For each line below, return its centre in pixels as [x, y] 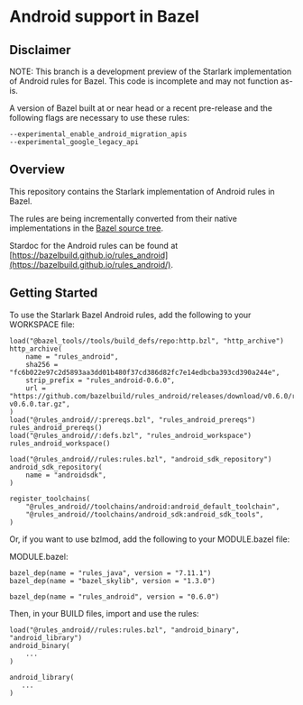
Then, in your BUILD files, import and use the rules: [105, 613]
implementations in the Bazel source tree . [87, 228]
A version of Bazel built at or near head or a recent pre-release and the [141, 108]
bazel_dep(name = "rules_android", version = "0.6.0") [115, 597]
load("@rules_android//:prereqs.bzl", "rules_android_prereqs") [133, 420]
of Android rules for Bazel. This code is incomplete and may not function [144, 81]
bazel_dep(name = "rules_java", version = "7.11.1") [110, 573]
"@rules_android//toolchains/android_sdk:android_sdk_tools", [145, 514]
